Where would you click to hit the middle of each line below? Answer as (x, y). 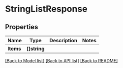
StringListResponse (46, 9)
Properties (22, 27)
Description (63, 41)
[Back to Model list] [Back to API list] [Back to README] (61, 61)
